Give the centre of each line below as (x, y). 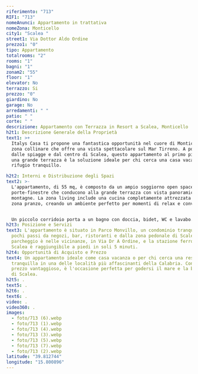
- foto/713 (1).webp (37, 324)
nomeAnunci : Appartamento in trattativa (57, 22)
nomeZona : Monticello (33, 28)
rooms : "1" (19, 61)
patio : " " (19, 116)
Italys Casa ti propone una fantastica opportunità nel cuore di (93, 143)
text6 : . (17, 296)
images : (16, 313)
